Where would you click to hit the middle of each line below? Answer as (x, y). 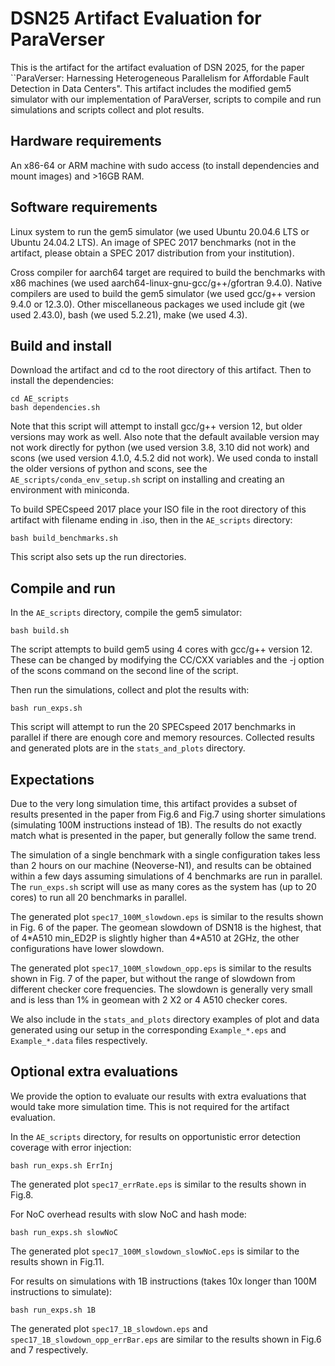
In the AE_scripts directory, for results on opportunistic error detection (155, 1136)
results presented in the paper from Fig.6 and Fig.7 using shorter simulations (168, 814)
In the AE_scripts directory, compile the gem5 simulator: (126, 613)
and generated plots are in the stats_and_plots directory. (128, 748)
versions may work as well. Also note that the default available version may (165, 437)
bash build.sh (40, 631)
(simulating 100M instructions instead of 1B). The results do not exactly (156, 825)
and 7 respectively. (49, 1349)
